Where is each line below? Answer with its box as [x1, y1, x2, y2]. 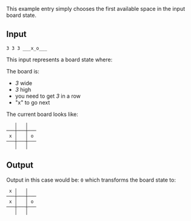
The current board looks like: [6, 110, 79, 118]
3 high [15, 86, 32, 93]
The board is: [6, 67, 39, 75]
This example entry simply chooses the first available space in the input [6, 5, 186, 12]
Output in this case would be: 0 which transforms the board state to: [6, 176, 176, 183]
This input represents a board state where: [6, 56, 113, 63]
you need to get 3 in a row [15, 92, 81, 100]
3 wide [15, 79, 32, 87]
